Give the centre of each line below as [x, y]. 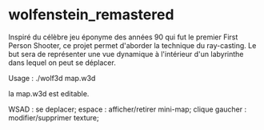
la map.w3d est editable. [49, 93]
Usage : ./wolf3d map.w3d [52, 78]
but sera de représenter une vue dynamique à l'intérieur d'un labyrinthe [126, 54]
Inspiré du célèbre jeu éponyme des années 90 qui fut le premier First [123, 37]
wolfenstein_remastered [91, 15]
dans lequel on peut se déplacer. [62, 63]
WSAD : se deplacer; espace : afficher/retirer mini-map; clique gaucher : [127, 109]
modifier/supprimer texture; [54, 117]
